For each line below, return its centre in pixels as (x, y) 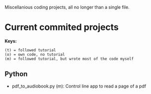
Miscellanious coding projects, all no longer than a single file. (67, 7)
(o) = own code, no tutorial (35, 54)
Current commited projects (62, 27)
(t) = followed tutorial (30, 50)
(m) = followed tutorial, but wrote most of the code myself (69, 59)
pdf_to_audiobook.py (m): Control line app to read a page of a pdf (79, 86)
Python (16, 74)
